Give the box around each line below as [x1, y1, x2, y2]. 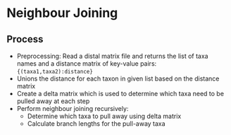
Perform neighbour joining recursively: [16, 105, 129, 112]
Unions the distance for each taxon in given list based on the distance [16, 74, 220, 83]
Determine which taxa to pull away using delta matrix [27, 112, 182, 120]
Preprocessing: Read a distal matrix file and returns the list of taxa [16, 52, 208, 60]
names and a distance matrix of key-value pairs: [16, 59, 157, 68]
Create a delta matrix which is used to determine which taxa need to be [16, 90, 225, 98]
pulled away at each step [16, 97, 90, 105]
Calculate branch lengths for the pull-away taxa [27, 119, 166, 128]
